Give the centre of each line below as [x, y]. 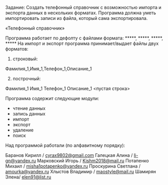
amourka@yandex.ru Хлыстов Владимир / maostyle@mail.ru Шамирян [81, 171]
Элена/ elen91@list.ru [28, 177]
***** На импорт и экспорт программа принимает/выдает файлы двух [82, 43]
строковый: [25, 59]
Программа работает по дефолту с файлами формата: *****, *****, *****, [84, 38]
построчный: [26, 78]
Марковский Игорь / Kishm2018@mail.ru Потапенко [93, 161]
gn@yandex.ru [21, 161]
